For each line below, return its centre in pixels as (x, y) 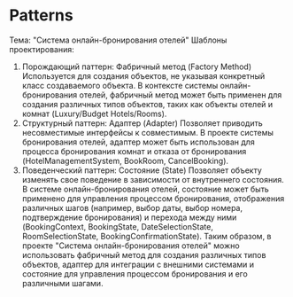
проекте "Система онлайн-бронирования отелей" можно (131, 246)
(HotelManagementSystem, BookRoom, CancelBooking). (125, 160)
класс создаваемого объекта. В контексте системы (120, 85)
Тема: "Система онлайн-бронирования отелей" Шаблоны (118, 40)
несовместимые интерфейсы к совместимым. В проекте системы (148, 132)
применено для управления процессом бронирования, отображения (153, 198)
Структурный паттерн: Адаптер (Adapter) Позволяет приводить (142, 123)
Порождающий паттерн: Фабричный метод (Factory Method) (137, 66)
